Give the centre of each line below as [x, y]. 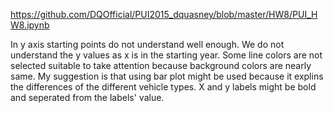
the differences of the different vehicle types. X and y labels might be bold [163, 87]
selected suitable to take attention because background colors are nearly [161, 65]
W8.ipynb [30, 25]
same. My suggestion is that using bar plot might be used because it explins [167, 76]
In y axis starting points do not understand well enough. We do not [147, 44]
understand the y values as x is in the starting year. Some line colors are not [166, 55]
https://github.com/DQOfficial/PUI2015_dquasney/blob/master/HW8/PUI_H [164, 14]
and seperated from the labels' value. [87, 97]
